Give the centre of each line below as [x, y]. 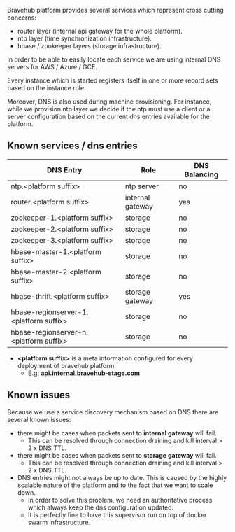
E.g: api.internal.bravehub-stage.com [84, 373]
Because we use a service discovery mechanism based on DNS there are [113, 412]
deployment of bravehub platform [66, 365]
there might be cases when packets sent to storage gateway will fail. [117, 455]
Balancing [201, 174]
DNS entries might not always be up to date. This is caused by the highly [122, 477]
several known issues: [39, 419]
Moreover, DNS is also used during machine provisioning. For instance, [109, 101]
